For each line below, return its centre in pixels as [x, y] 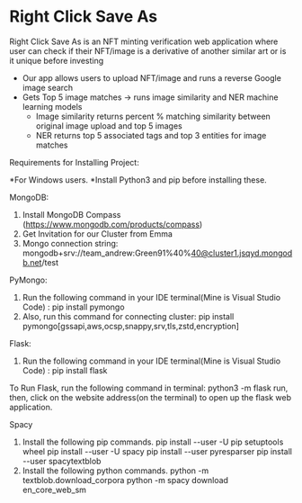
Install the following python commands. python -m [115, 471]
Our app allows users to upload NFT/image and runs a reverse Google [151, 77]
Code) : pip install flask [65, 370]
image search [48, 87]
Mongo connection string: [70, 243]
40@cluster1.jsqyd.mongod [242, 253]
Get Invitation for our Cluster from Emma [98, 234]
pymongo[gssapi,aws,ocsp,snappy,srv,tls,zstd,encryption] [131, 326]
